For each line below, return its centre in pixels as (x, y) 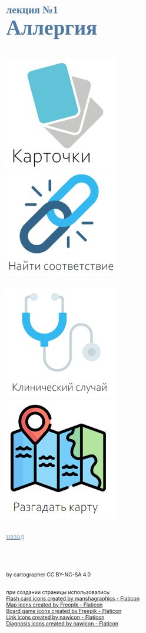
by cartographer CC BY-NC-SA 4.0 (49, 574)
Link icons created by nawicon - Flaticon (55, 617)
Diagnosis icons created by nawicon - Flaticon (62, 623)
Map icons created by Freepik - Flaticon (54, 605)
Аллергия (52, 28)
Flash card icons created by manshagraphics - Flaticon (73, 598)
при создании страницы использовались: (58, 592)
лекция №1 (32, 10)
